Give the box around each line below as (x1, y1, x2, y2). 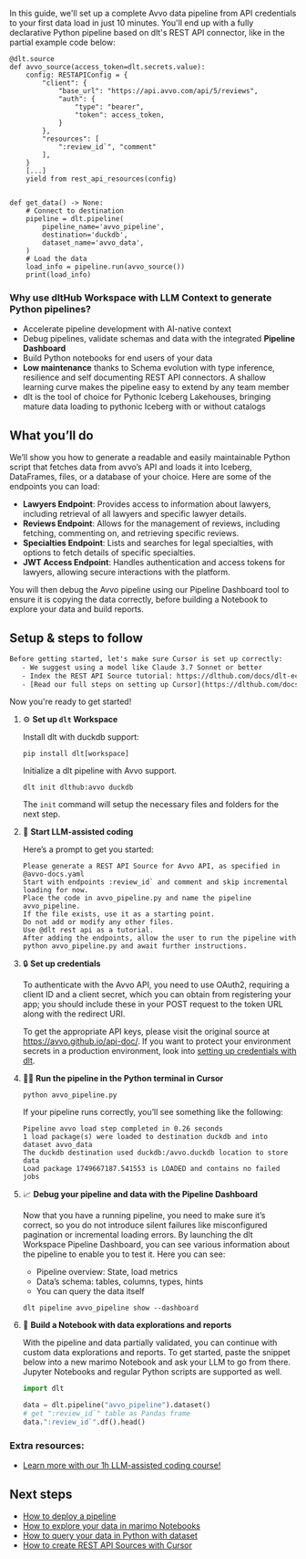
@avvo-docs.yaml (22, 869, 85, 880)
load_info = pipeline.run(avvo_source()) (25, 262, 185, 271)
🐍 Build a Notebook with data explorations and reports (22, 1320, 232, 1331)
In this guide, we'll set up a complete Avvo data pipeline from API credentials (9, 8, 297, 18)
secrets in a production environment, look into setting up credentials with (22, 1046, 297, 1057)
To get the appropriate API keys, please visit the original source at (22, 1027, 270, 1038)
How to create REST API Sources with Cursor (22, 1540, 193, 1551)
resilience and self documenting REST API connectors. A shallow (22, 372, 267, 383)
